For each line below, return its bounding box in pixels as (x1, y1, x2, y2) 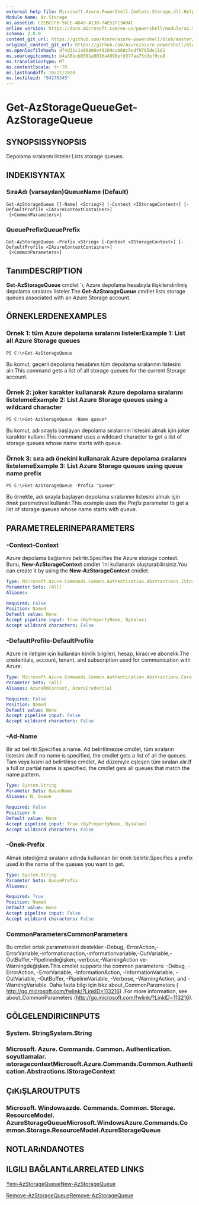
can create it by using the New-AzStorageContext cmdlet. (6, 566, 150, 574)
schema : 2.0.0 (6, 31, 41, 37)
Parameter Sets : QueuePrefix (6, 877, 78, 884)
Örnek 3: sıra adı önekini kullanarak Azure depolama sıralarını (6, 454, 187, 462)
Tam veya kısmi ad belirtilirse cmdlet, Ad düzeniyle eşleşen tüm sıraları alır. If (6, 758, 192, 765)
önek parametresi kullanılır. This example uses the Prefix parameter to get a (6, 499, 188, 506)
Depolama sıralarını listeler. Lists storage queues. (6, 153, 124, 160)
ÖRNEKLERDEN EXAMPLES (6, 311, 107, 321)
